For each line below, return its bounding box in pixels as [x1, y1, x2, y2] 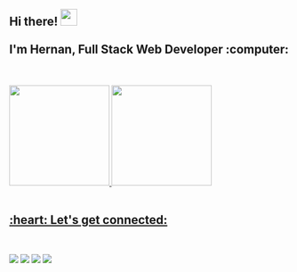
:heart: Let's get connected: [9, 212, 168, 227]
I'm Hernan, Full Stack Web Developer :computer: [9, 42, 289, 57]
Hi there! [9, 14, 59, 29]
